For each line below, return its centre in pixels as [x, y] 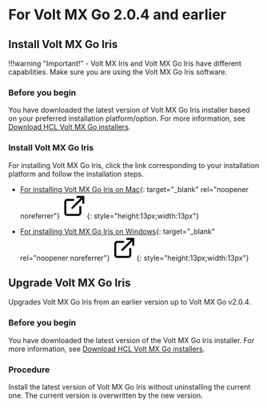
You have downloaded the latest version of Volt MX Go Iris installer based [129, 110]
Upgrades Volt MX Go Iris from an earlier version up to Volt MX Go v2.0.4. [130, 302]
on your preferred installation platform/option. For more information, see [127, 118]
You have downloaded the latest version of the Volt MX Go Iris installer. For [132, 340]
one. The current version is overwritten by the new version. [106, 395]
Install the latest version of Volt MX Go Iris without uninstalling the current [130, 387]
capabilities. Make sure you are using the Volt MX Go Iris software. [118, 72]
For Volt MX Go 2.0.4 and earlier [117, 15]
